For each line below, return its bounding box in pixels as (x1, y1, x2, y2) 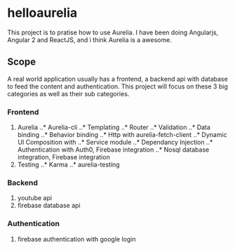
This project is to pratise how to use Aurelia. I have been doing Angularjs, (7, 28, 219, 37)
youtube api (17, 194, 53, 202)
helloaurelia (7, 5, 78, 21)
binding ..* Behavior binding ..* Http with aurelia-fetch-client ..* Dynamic (17, 131, 227, 139)
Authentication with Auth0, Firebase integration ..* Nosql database (17, 145, 210, 154)
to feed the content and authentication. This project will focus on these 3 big (7, 82, 228, 91)
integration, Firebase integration (17, 153, 110, 162)
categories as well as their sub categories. (7, 89, 130, 98)
